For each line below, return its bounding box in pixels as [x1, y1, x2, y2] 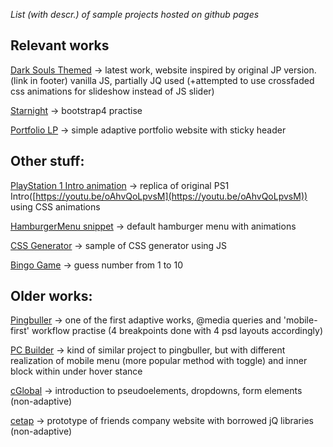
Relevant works [10, 37, 110, 54]
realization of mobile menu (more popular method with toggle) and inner [10, 355, 308, 367]
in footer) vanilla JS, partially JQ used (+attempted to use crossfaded [29, 74, 315, 86]
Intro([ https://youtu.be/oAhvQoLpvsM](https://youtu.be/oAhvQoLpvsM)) [10, 190, 308, 202]
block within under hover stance [10, 365, 143, 378]
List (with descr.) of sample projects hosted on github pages [10, 9, 260, 20]
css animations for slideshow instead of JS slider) [10, 85, 215, 97]
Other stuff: [10, 153, 85, 170]
